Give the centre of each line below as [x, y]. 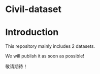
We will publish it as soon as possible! [45, 56]
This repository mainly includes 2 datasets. [50, 46]
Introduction [32, 32]
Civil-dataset [34, 9]
